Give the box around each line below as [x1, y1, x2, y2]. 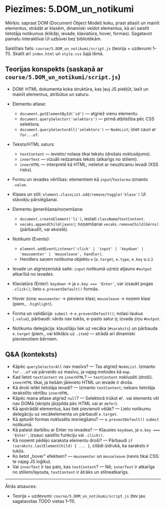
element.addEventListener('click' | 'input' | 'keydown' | [19, 246, 144, 251]
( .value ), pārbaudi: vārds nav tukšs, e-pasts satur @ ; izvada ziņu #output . [12, 315, 161, 321]
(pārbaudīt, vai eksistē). [19, 226, 69, 232]
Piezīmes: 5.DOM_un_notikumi [5, 3, 134, 15]
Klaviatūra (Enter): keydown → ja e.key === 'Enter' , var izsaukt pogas [12, 281, 153, 287]
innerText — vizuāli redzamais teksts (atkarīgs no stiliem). [19, 156, 138, 162]
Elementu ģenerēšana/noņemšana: [12, 206, 83, 212]
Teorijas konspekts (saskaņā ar [5, 65, 104, 73]
